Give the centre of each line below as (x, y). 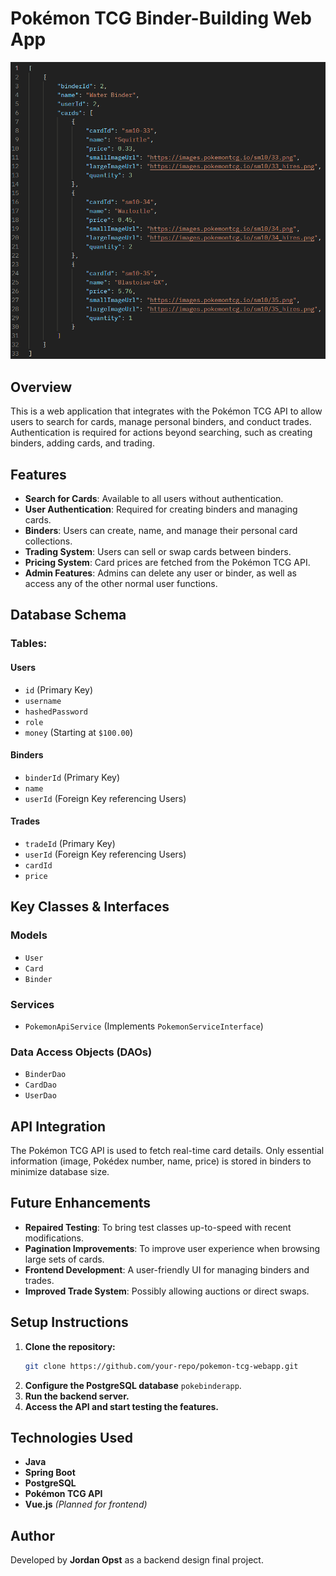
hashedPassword (56, 712)
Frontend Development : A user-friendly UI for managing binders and (167, 1269)
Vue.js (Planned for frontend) (86, 1504)
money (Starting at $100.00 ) (78, 732)
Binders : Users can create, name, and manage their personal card (161, 530)
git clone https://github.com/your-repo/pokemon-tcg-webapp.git (161, 1366)
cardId (38, 865)
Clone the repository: (70, 1346)
